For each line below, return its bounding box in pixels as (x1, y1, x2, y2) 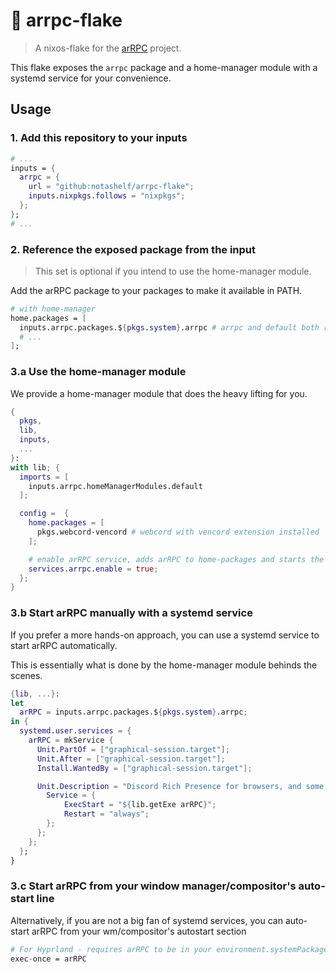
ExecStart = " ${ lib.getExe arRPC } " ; (63, 800, 217, 810)
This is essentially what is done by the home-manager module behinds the (10, 659, 318, 671)
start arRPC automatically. (10, 639, 118, 651)
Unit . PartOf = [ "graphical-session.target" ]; (36, 744, 230, 754)
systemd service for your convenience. (10, 72, 172, 84)
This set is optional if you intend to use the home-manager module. (34, 265, 312, 277)
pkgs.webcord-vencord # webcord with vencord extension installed (36, 527, 320, 538)
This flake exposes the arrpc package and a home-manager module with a (10, 61, 318, 73)
